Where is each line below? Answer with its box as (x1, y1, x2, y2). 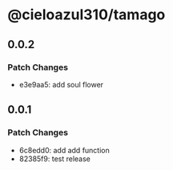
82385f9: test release (18, 154, 91, 164)
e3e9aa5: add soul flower (18, 79, 104, 89)
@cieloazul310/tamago (7, 6, 166, 24)
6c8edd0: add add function (18, 145, 110, 155)
